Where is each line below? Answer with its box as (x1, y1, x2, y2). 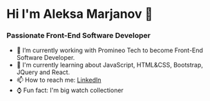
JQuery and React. (16, 68, 70, 76)
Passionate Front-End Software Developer (6, 31, 151, 41)
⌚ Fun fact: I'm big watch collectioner (16, 86, 124, 95)
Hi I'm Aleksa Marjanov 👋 (6, 6, 153, 22)
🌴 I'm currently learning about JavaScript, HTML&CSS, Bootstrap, (16, 61, 203, 69)
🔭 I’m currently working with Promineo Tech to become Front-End (16, 46, 203, 54)
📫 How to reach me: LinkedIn (16, 76, 102, 85)
